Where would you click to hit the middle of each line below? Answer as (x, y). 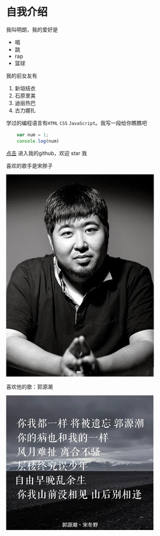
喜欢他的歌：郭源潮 (30, 387)
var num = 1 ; (33, 135)
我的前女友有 (22, 76)
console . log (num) (38, 141)
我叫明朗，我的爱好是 (32, 30)
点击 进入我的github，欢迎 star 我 (47, 153)
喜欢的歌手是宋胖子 (30, 165)
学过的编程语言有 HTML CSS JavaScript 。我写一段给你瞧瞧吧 (77, 123)
